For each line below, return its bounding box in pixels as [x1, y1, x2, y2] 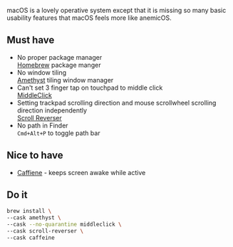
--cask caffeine [6, 234, 55, 241]
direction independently [16, 106, 87, 115]
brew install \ [6, 208, 52, 215]
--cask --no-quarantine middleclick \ [6, 221, 122, 228]
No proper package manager [16, 53, 103, 61]
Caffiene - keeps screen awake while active [16, 168, 146, 177]
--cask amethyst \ [6, 214, 61, 221]
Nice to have [6, 149, 63, 162]
